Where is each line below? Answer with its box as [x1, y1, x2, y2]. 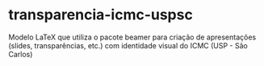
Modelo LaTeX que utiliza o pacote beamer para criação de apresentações [8, 32, 257, 42]
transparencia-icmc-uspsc [8, 6, 194, 24]
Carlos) [8, 49, 33, 59]
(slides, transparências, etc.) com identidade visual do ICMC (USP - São [8, 40, 248, 50]
